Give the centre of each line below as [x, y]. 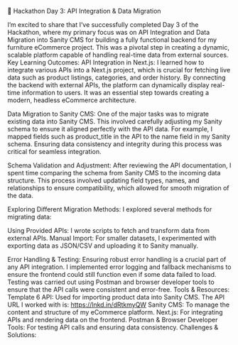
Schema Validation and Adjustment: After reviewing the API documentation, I [119, 165]
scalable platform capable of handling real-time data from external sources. [118, 55]
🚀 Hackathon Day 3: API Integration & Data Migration [84, 11]
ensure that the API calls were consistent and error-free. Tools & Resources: [119, 290]
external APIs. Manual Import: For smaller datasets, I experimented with [112, 238]
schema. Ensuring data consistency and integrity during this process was [115, 144]
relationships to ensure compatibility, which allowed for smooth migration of [118, 188]
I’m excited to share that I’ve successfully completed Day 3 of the [103, 24]
